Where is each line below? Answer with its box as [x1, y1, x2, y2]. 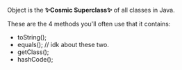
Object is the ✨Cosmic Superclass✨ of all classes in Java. [7, 6, 175, 14]
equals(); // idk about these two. [17, 41, 109, 49]
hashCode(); [17, 55, 53, 63]
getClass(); [17, 48, 49, 56]
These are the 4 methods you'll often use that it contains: [7, 20, 171, 28]
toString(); [17, 33, 47, 41]
